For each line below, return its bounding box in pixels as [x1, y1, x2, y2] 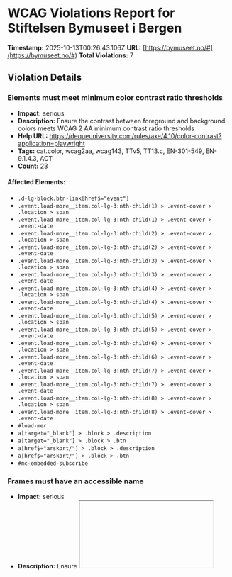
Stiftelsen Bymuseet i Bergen [7, 20, 182, 36]
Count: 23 [17, 162, 48, 170]
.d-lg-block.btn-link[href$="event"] [17, 195, 130, 202]
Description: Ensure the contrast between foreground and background [17, 116, 226, 125]
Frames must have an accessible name [7, 476, 144, 486]
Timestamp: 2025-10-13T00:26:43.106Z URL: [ [7, 43, 145, 52]
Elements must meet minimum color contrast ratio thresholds [7, 93, 223, 103]
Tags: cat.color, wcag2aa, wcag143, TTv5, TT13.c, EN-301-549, [17, 147, 204, 155]
